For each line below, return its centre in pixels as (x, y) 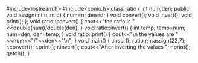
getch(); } (18, 53)
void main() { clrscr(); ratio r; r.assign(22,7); (132, 40)
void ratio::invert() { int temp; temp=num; (135, 28)
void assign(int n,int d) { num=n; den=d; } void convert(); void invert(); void (99, 15)
